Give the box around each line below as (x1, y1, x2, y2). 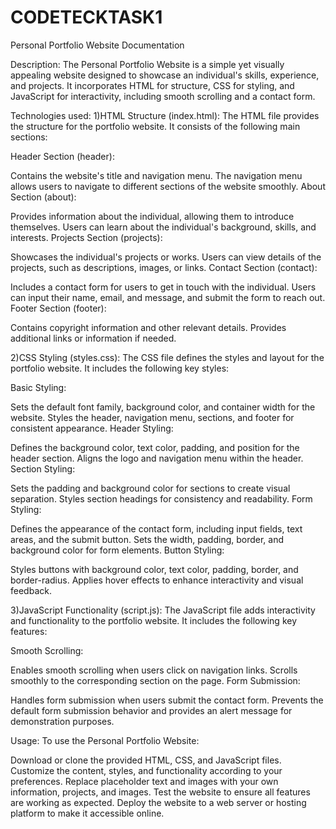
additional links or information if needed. (10, 332, 177, 344)
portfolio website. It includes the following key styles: (10, 362, 230, 374)
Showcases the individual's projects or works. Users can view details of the (10, 251, 322, 263)
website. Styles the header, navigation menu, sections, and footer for (10, 411, 295, 423)
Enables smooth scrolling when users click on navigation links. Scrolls (10, 664, 298, 676)
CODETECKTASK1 (10, 6, 163, 29)
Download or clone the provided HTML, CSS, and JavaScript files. (10, 754, 282, 766)
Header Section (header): (10, 150, 115, 162)
